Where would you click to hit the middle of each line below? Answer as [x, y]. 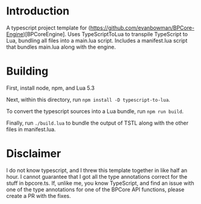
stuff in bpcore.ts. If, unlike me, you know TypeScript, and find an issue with [100, 183]
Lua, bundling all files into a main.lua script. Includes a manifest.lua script [97, 40]
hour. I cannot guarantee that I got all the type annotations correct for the [97, 176]
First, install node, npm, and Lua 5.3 [51, 88]
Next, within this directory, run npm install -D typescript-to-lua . [88, 99]
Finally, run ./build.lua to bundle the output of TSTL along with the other [97, 123]
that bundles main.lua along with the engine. [61, 47]
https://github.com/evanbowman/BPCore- [142, 28]
